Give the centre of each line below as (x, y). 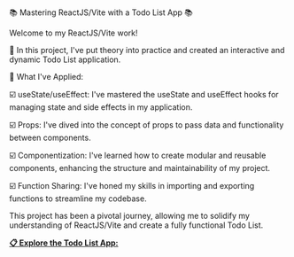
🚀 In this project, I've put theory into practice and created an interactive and (147, 50)
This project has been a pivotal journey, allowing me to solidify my (130, 216)
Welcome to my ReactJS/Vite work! (73, 33)
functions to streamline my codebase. (78, 199)
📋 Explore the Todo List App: (64, 243)
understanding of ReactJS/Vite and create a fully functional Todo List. (136, 225)
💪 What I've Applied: (46, 77)
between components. (50, 137)
